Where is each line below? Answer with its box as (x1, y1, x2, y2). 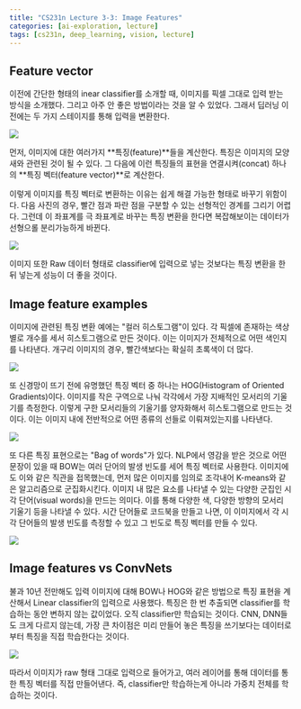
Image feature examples (9, 296, 148, 312)
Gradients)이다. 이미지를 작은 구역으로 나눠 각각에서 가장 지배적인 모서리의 (9, 391, 271, 402)
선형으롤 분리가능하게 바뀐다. (9, 223, 111, 233)
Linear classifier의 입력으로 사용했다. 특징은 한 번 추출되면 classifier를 (32, 596, 281, 608)
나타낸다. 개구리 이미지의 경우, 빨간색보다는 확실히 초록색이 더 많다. (18, 344, 253, 354)
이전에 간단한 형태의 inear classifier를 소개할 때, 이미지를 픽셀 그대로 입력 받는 (9, 88, 284, 99)
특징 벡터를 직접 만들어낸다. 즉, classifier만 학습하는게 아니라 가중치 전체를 (18, 677, 280, 689)
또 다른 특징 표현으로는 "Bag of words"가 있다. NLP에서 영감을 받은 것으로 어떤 (9, 450, 288, 460)
